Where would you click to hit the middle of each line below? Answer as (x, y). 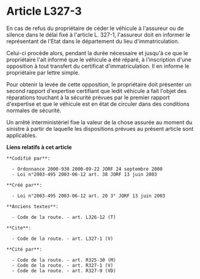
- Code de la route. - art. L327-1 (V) (63, 239)
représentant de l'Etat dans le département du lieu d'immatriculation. (93, 41)
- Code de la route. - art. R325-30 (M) (64, 260)
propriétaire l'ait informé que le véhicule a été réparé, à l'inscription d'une (99, 59)
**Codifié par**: (28, 158)
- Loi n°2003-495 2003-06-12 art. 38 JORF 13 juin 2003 (84, 174)
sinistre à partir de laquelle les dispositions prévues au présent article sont (100, 128)
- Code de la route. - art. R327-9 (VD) (64, 270)
